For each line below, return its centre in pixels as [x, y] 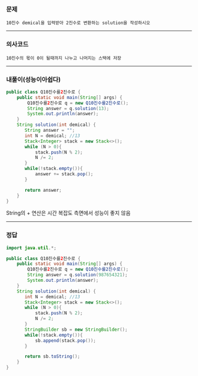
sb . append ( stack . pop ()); [65, 340]
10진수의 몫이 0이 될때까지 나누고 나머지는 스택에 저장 [64, 58]
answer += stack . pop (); [64, 174]
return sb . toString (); [52, 357]
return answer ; [43, 190]
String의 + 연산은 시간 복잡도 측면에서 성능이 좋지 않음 [68, 213]
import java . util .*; [32, 248]
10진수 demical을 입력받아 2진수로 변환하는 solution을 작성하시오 [78, 23]
